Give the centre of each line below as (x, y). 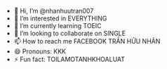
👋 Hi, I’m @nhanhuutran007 (54, 11)
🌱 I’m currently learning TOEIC (58, 26)
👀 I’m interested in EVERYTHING (60, 18)
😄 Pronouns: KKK (40, 51)
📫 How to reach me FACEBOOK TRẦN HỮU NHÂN (87, 41)
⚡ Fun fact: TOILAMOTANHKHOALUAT (69, 59)
